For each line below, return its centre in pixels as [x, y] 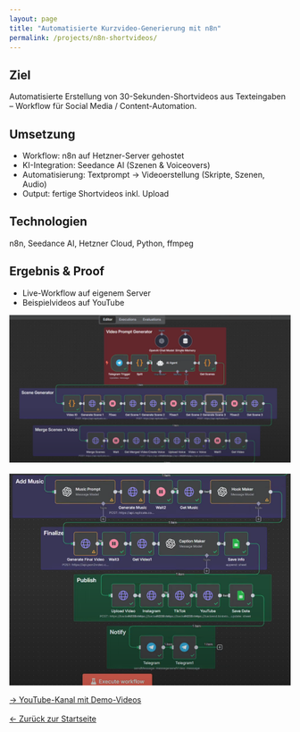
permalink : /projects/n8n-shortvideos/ [83, 38]
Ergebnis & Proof [57, 271]
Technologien [48, 222]
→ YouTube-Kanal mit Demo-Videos [75, 700]
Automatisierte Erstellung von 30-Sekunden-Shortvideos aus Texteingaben [147, 97]
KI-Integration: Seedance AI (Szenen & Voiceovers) [116, 165]
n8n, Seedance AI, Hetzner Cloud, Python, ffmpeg [101, 243]
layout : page [33, 19]
